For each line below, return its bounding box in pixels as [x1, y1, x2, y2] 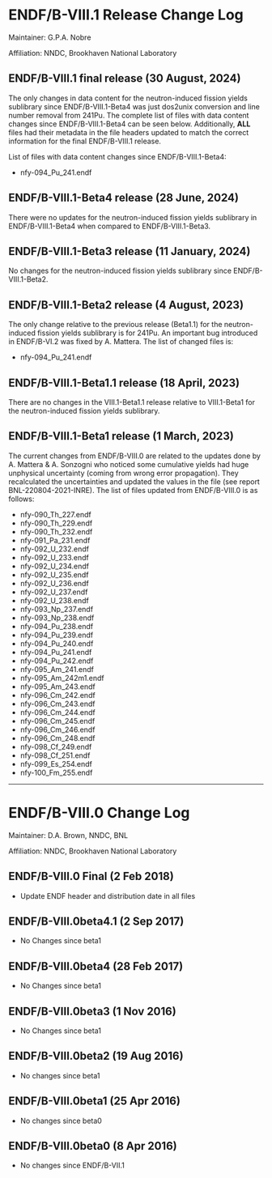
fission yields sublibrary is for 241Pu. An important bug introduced [37, 328, 258, 338]
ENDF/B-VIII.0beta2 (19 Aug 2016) [8, 1049, 184, 1063]
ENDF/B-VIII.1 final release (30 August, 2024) [8, 71, 241, 86]
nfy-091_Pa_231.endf [19, 535, 91, 545]
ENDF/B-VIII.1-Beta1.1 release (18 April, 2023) [8, 376, 240, 389]
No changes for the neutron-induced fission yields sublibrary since [8, 266, 232, 276]
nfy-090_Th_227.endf [19, 509, 91, 519]
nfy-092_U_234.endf [19, 561, 89, 571]
